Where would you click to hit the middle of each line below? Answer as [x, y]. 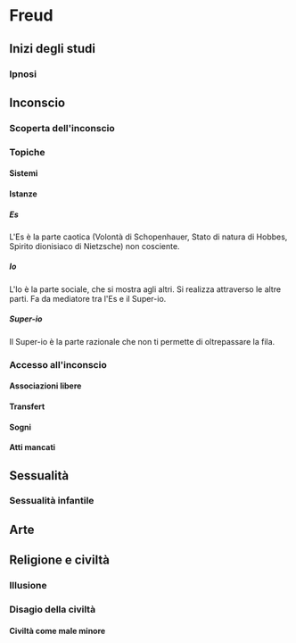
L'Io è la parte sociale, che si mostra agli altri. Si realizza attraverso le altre [145, 289]
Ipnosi [23, 74]
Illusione [28, 586]
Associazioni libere [45, 386]
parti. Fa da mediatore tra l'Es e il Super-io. [88, 298]
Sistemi [24, 173]
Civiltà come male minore [58, 630]
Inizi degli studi [53, 49]
